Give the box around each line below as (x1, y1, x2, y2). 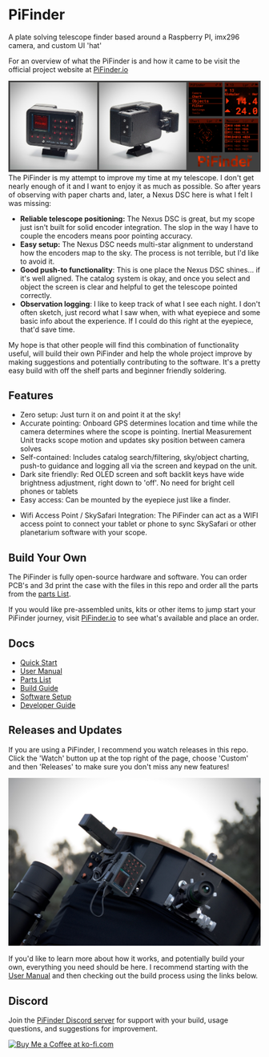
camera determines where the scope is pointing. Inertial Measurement (19, 427, 252, 437)
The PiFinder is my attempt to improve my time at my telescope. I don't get (8, 172, 255, 182)
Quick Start (19, 657, 58, 667)
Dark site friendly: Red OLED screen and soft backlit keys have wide (19, 470, 244, 479)
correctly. (19, 290, 52, 300)
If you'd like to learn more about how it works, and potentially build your (8, 954, 245, 963)
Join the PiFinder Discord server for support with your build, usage (8, 1015, 229, 1025)
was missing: (8, 198, 52, 208)
